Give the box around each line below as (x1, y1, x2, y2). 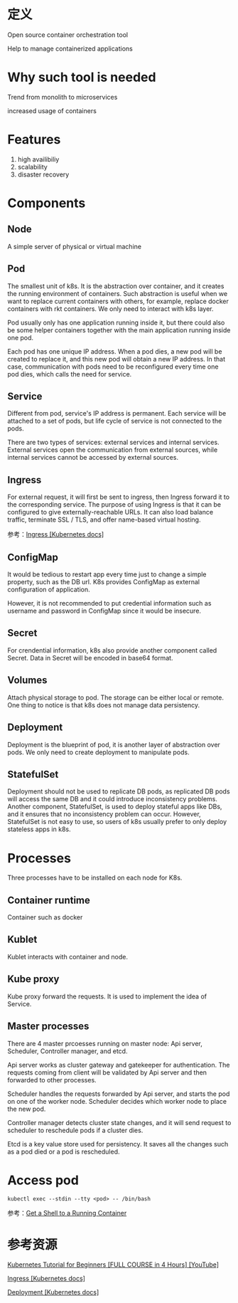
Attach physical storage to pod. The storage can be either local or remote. (7, 693, 224, 702)
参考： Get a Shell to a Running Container (7, 1209, 127, 1218)
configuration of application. (7, 585, 90, 594)
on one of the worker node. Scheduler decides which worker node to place (7, 1097, 227, 1105)
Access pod (7, 1172, 80, 1188)
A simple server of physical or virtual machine (7, 242, 142, 250)
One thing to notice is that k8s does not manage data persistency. (7, 700, 200, 709)
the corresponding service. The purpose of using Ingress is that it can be (7, 500, 222, 509)
